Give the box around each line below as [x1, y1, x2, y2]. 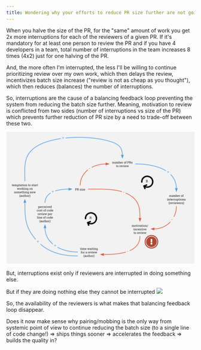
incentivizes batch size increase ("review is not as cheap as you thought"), [6, 76, 190, 84]
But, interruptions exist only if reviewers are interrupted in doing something [6, 269, 191, 277]
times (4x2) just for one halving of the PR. [6, 52, 109, 59]
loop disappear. [6, 306, 45, 314]
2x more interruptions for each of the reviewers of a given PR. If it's [6, 33, 172, 40]
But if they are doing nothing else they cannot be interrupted [6, 288, 156, 296]
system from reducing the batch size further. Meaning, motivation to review [6, 100, 192, 108]
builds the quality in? [6, 337, 57, 344]
